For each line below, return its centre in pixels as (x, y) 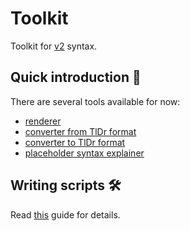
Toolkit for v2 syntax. (54, 46)
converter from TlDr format (80, 131)
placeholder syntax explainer (84, 153)
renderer (43, 121)
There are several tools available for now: (95, 101)
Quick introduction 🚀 (76, 77)
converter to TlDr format (75, 142)
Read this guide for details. (65, 214)
